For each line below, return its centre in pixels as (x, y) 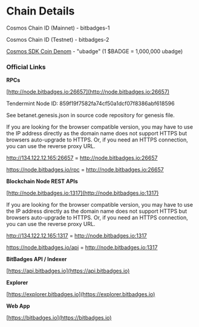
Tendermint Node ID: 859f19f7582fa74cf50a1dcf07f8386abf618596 (90, 103)
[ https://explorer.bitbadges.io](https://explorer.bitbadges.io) (81, 294)
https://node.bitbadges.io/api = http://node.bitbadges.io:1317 (82, 248)
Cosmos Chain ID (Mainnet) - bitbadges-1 (58, 28)
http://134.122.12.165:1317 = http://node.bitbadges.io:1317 (77, 236)
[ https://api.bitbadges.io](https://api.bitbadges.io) (68, 271)
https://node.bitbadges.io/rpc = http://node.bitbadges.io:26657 (85, 170)
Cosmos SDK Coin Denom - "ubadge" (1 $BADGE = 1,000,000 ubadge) (95, 51)
